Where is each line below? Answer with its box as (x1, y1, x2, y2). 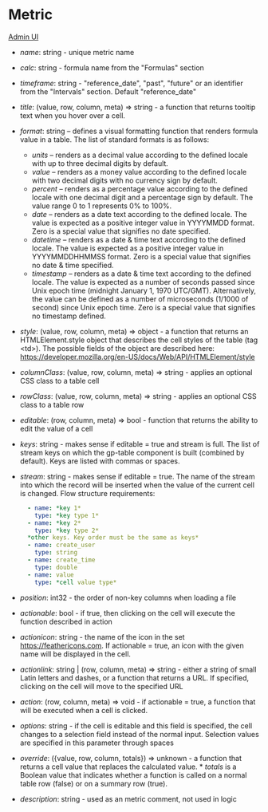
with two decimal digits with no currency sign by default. (31, 175, 218, 185)
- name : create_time (27, 556, 96, 564)
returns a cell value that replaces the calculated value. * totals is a (19, 762, 237, 771)
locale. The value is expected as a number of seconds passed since (31, 277, 255, 286)
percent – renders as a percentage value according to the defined (31, 183, 248, 193)
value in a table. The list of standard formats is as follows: (19, 134, 210, 144)
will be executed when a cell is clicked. (19, 705, 148, 715)
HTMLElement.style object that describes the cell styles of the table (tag (19, 335, 258, 345)
